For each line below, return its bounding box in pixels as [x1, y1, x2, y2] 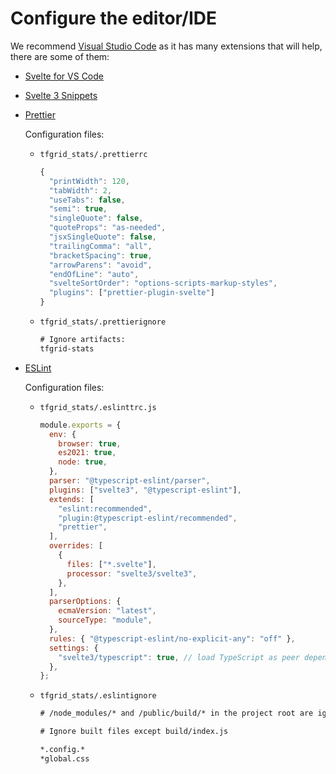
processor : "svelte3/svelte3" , [66, 568, 198, 579]
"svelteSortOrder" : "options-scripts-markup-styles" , [48, 278, 278, 289]
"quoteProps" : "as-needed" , [48, 223, 167, 233]
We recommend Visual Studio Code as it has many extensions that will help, [10, 40, 323, 52]
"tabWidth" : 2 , [48, 185, 113, 196]
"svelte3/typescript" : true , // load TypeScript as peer [58, 652, 300, 662]
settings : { [48, 643, 99, 653]
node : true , [58, 457, 108, 467]
